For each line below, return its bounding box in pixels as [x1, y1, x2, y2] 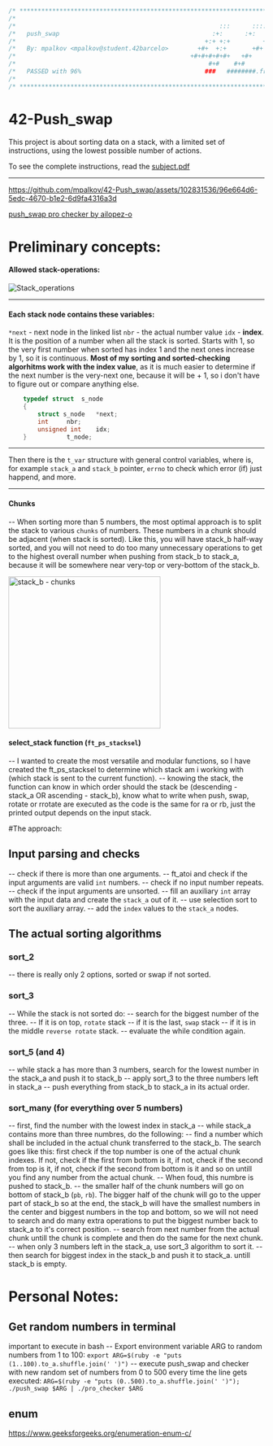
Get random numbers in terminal [8, 1320, 176, 1334]
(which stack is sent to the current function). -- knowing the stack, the [8, 773, 244, 783]
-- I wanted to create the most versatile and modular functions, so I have [8, 756, 251, 766]
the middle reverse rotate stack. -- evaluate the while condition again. [8, 1025, 246, 1036]
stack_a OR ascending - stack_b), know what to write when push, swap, [8, 790, 249, 800]
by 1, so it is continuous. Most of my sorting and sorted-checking [8, 353, 231, 363]
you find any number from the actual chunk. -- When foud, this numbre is [8, 1173, 254, 1182]
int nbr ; [37, 417, 82, 426]
